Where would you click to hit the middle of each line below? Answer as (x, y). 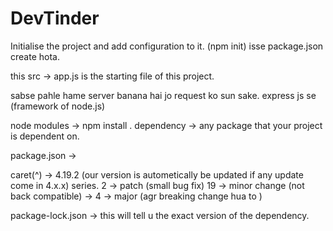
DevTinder (55, 18)
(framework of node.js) (58, 106)
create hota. (35, 56)
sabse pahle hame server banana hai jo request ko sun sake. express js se (163, 95)
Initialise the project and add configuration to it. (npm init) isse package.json (167, 46)
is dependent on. (45, 136)
